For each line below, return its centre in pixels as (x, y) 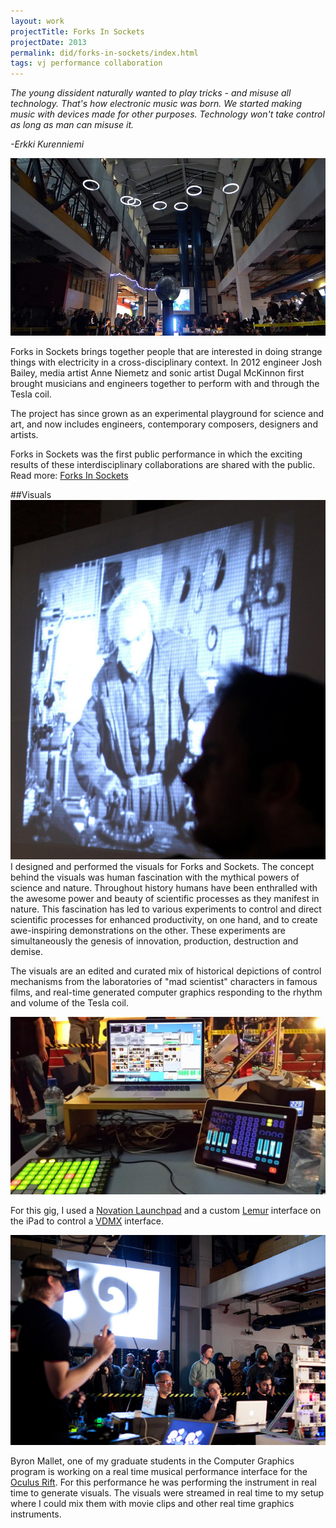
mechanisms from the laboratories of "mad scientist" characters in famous (164, 982)
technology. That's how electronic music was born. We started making (156, 104)
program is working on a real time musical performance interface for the (159, 1471)
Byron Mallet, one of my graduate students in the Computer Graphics (152, 1461)
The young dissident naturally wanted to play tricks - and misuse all (151, 93)
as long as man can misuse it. (72, 125)
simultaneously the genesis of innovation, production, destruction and (154, 941)
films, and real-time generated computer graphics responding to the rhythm (166, 992)
